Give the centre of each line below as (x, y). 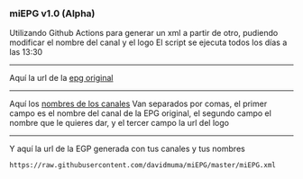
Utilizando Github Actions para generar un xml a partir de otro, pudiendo (144, 33)
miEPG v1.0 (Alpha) (52, 13)
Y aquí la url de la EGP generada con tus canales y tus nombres (127, 149)
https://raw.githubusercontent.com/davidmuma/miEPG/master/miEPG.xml (143, 166)
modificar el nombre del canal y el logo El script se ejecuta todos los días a (148, 42)
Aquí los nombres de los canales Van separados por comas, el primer (138, 104)
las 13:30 (26, 52)
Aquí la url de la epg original (61, 78)
